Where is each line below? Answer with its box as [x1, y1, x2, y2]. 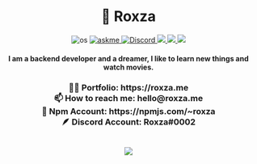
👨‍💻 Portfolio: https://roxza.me [68, 82, 189, 94]
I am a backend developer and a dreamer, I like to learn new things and [8, 53, 249, 63]
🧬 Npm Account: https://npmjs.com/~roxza [41, 106, 216, 117]
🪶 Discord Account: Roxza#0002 [61, 116, 196, 128]
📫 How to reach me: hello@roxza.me [53, 93, 204, 104]
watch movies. [103, 62, 154, 72]
